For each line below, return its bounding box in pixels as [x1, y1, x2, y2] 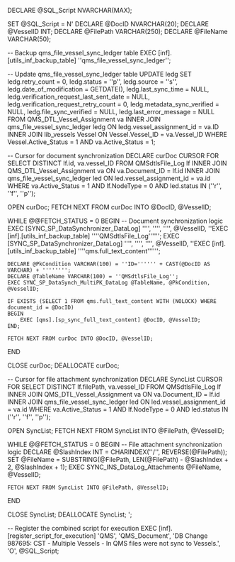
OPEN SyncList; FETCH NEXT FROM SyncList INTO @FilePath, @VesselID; [7, 426, 224, 435]
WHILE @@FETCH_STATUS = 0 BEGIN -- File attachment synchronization [7, 440, 222, 448]
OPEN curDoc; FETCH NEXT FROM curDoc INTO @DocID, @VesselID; [7, 203, 212, 211]
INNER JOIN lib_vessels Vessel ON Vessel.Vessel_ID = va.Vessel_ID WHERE [7, 131, 228, 138]
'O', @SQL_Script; [7, 546, 59, 555]
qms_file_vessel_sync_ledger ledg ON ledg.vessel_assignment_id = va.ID [7, 123, 219, 131]
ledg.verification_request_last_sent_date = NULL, [7, 92, 150, 101]
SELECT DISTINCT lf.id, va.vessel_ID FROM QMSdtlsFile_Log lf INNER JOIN [7, 159, 228, 167]
